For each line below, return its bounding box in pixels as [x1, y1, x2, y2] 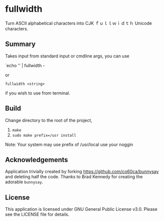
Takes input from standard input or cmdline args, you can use [5, 53, 130, 59]
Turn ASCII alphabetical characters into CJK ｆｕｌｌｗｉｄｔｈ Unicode [5, 20, 152, 26]
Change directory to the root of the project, [5, 117, 92, 123]
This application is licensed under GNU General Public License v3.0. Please [5, 206, 158, 212]
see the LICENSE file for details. [5, 212, 70, 218]
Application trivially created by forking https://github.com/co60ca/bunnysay [5, 169, 159, 174]
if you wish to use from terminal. [5, 90, 70, 96]
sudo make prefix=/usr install [12, 133, 77, 138]
